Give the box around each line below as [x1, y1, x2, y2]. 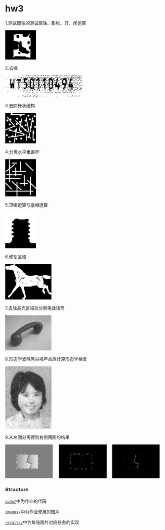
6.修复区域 [5, 254, 27, 260]
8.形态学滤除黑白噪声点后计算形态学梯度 [5, 356, 87, 362]
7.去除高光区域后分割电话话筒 [5, 305, 65, 311]
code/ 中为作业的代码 [5, 498, 47, 504]
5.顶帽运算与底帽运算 [5, 202, 48, 208]
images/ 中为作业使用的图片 [5, 509, 60, 515]
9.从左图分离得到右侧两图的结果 [5, 434, 70, 440]
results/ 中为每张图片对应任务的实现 [5, 519, 80, 525]
